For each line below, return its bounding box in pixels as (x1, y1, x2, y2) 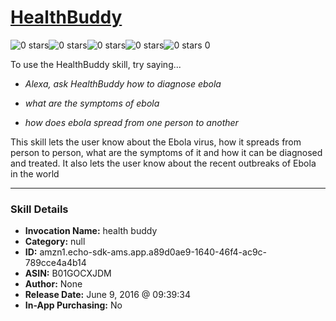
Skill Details (10, 202, 69, 216)
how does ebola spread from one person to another (24, 116, 239, 128)
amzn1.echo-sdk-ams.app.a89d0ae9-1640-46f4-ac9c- (39, 246, 268, 258)
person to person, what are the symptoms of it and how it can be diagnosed (10, 146, 323, 158)
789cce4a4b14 (24, 257, 87, 269)
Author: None (24, 278, 83, 290)
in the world (10, 167, 60, 180)
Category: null (24, 236, 86, 248)
